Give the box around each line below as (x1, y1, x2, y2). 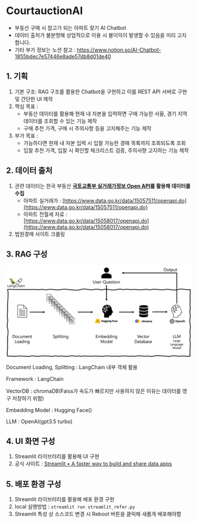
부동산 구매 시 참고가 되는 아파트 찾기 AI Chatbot (14, 24, 127, 31)
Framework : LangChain (6, 375, 64, 382)
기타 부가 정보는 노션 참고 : (14, 46, 76, 53)
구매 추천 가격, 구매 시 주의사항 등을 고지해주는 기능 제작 (23, 124, 152, 131)
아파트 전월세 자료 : (23, 210, 67, 218)
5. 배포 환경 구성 (6, 479, 62, 489)
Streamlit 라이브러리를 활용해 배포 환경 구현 (14, 496, 115, 503)
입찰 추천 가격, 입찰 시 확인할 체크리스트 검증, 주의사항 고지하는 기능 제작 (23, 147, 189, 154)
